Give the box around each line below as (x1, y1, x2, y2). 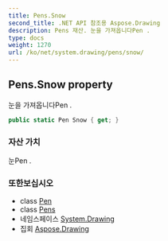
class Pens (19, 204, 56, 215)
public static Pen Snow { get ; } (8, 116, 119, 124)
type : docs (8, 33, 45, 42)
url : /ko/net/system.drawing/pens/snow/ (8, 49, 145, 56)
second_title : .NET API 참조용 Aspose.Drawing (8, 19, 161, 27)
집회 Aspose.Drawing (19, 224, 90, 234)
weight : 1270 (8, 41, 52, 49)
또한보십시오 (8, 177, 54, 189)
